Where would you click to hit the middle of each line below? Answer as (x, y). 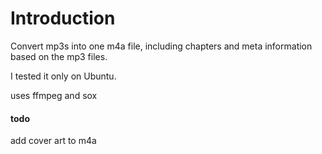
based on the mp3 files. (59, 56)
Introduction (63, 18)
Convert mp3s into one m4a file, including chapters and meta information (161, 46)
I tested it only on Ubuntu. (63, 76)
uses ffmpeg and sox (54, 95)
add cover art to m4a (53, 141)
